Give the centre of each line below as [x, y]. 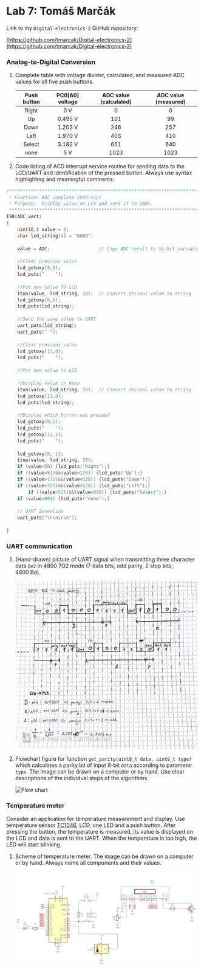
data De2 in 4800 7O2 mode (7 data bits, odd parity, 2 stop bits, [94, 566]
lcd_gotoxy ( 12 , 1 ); [40, 434]
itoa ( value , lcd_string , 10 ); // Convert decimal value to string [104, 293]
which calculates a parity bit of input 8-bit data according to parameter [104, 765]
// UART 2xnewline [40, 512]
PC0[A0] [68, 95]
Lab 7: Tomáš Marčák [61, 11]
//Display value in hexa [49, 383]
